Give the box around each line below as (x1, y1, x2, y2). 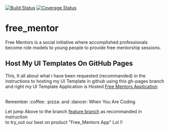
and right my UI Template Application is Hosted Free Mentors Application (5, 83, 158, 90)
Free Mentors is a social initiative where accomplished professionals (5, 39, 148, 45)
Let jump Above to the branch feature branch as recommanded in (5, 108, 142, 114)
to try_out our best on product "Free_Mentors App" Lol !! (5, 119, 123, 125)
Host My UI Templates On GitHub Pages (5, 59, 133, 68)
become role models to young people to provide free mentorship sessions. (5, 45, 161, 51)
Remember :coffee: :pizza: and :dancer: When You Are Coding (5, 99, 136, 105)
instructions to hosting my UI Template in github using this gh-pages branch (5, 78, 164, 84)
